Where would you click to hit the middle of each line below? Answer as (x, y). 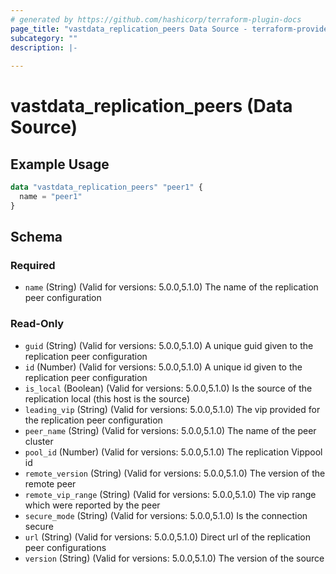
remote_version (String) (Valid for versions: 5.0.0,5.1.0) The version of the (175, 473)
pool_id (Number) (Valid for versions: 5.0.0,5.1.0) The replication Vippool (173, 452)
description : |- (44, 47)
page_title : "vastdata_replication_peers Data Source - (129, 29)
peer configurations (65, 547)
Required (33, 266)
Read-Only (37, 324)
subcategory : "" (44, 38)
